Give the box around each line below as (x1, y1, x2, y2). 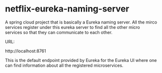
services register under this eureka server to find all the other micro (5, 24, 140, 30)
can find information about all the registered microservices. (5, 62, 124, 68)
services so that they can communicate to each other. (5, 29, 113, 35)
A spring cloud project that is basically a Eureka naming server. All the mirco (5, 19, 158, 25)
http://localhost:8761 (5, 48, 46, 54)
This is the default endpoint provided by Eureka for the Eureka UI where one (5, 57, 157, 63)
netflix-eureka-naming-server (5, 3, 130, 14)
